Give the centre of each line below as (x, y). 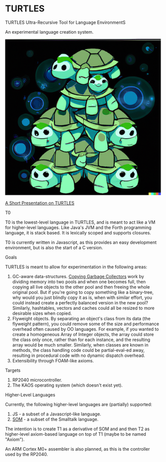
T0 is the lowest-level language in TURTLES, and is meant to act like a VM (80, 222)
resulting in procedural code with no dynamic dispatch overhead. (79, 355)
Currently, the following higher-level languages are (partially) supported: (79, 404)
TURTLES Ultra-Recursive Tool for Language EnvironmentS (65, 22)
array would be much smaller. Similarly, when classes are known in (80, 345)
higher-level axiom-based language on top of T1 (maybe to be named (76, 434)
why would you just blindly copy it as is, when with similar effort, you (82, 297)
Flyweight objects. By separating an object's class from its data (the (81, 318)
